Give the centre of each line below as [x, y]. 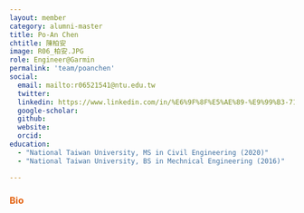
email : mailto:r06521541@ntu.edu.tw [86, 85]
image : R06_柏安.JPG [47, 52]
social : [24, 77]
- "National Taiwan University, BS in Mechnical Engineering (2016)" [151, 161]
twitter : [34, 93]
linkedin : [36, 102]
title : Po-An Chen [44, 34]
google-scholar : [48, 111]
